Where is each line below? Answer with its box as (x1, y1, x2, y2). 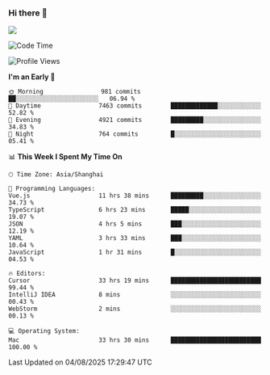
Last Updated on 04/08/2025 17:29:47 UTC (8, 357, 153, 367)
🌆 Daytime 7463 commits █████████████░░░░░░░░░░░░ (8, 102, 262, 110)
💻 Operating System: (8, 327, 81, 335)
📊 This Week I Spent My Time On (8, 152, 123, 162)
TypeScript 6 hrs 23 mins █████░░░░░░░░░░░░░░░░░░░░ (8, 206, 262, 214)
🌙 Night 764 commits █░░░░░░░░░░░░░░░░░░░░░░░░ (8, 130, 262, 138)
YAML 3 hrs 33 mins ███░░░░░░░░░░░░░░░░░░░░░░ (8, 234, 262, 242)
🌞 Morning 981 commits (8, 88, 141, 96)
